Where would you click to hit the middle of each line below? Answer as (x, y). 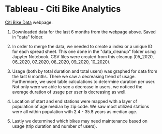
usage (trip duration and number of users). (55, 126)
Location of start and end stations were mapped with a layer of (75, 101)
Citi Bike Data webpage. (29, 22)
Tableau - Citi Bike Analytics (63, 9)
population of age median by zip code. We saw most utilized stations (81, 106)
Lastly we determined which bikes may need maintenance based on (80, 121)
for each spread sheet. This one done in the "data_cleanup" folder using (84, 51)
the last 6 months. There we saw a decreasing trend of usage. (74, 76)
